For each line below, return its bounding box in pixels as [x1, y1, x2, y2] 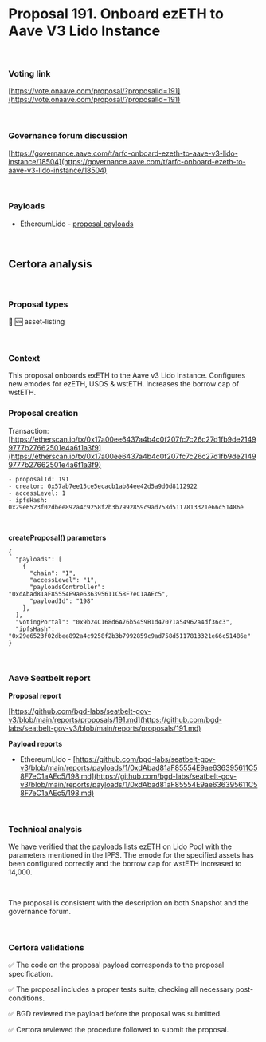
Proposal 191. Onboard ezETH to [8, 5, 225, 23]
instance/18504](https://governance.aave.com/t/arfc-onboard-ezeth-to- [8, 156, 246, 166]
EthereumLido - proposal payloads [19, 219, 134, 228]
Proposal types [8, 299, 68, 310]
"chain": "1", [29, 569, 77, 577]
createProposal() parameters [8, 533, 107, 542]
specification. [8, 969, 53, 979]
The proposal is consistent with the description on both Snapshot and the [8, 898, 249, 908]
